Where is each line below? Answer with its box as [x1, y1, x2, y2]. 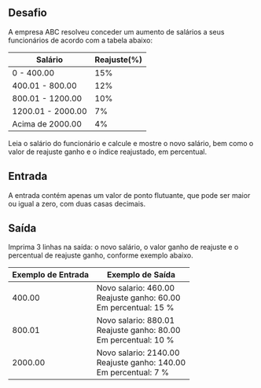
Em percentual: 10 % [96, 335, 175, 346]
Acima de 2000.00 [12, 118, 83, 129]
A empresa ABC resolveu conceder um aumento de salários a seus [8, 27, 225, 36]
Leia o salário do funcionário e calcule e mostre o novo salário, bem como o [8, 138, 254, 148]
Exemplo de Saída [106, 269, 175, 280]
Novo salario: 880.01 [96, 315, 175, 326]
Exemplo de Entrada [12, 269, 89, 280]
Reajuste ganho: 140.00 [96, 357, 186, 368]
